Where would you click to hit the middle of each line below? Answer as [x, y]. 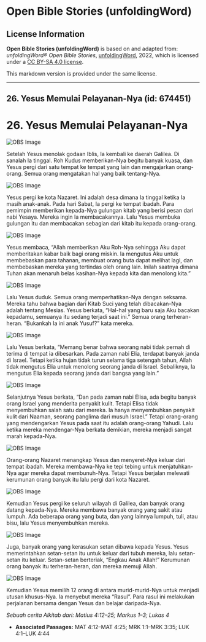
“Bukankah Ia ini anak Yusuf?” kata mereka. [78, 323]
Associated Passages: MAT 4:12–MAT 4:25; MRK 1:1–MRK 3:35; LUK [102, 627]
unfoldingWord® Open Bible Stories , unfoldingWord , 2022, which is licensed [103, 55]
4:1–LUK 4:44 [32, 633]
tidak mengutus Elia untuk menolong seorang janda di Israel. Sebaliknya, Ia [101, 367]
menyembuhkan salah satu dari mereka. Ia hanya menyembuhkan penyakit [101, 410]
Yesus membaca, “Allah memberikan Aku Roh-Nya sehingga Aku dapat [96, 248]
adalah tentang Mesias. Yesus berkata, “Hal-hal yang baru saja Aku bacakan [103, 310]
